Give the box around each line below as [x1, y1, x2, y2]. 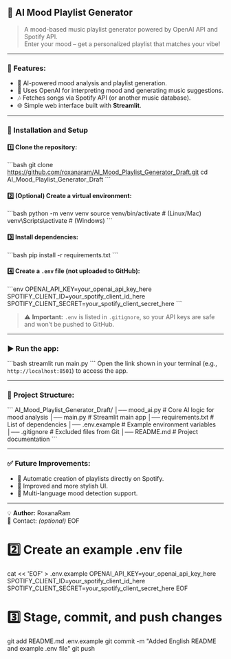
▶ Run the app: [7, 343, 59, 353]
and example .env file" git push [7, 644, 95, 652]
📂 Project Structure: [7, 390, 74, 400]
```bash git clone [7, 161, 54, 169]
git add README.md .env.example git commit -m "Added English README [7, 637, 217, 645]
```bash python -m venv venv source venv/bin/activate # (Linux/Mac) [7, 209, 201, 217]
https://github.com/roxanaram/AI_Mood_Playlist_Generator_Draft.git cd [7, 168, 208, 176]
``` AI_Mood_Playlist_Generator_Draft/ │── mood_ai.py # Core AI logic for [7, 406, 214, 414]
